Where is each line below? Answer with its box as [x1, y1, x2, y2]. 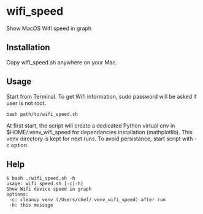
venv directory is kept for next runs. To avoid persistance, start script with [6, 135, 193, 142]
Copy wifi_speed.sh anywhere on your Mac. [6, 58, 118, 66]
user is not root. [6, 99, 47, 107]
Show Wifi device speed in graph [6, 186, 92, 193]
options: [6, 191, 29, 197]
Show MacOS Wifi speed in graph [6, 25, 92, 32]
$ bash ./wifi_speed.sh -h [6, 175, 75, 182]
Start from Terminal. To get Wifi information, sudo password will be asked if [6, 93, 197, 100]
